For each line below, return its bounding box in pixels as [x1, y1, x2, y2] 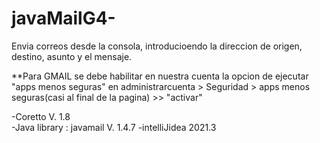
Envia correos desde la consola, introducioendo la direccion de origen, [11, 40, 303, 52]
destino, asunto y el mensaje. [11, 50, 133, 62]
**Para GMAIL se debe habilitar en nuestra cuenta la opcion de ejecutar [11, 70, 309, 82]
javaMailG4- [11, 7, 116, 30]
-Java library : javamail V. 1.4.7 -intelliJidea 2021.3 [11, 121, 217, 133]
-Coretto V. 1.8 [11, 110, 71, 122]
